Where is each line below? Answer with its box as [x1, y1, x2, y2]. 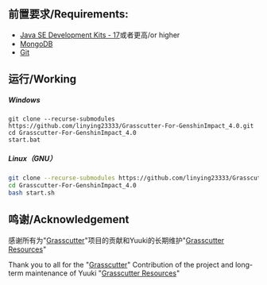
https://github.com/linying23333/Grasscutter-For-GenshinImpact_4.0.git [8, 122, 254, 130]
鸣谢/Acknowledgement [8, 213, 130, 226]
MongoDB [19, 39, 53, 48]
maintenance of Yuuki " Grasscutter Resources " [25, 268, 180, 278]
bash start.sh [8, 189, 56, 197]
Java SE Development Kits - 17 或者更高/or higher [19, 30, 180, 40]
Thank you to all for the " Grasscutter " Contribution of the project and [8, 260, 234, 269]
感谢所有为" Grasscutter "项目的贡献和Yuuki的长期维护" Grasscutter [8, 235, 225, 245]
